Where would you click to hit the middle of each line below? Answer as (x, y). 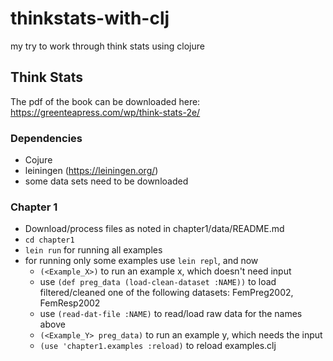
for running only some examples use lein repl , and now (141, 261)
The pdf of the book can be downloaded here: (105, 101)
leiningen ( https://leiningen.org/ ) (91, 171)
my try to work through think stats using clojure (107, 46)
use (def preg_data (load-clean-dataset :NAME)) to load (158, 282)
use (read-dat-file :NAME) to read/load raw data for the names (171, 314)
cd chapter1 (49, 240)
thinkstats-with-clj (90, 18)
